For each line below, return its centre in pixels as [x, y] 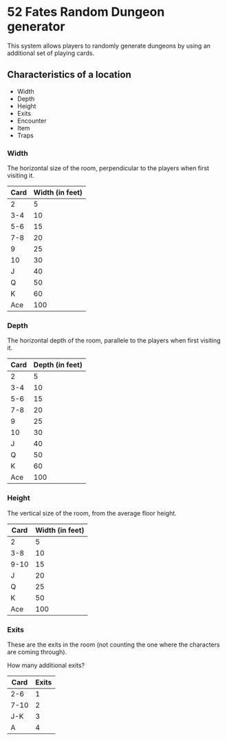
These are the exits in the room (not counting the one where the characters [113, 644]
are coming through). [37, 651]
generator [36, 27]
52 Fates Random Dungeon [86, 12]
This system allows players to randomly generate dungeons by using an [109, 45]
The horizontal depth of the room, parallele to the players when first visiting [114, 341]
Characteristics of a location [69, 75]
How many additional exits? [46, 665]
